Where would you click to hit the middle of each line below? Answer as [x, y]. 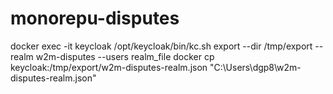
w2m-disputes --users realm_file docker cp [125, 56]
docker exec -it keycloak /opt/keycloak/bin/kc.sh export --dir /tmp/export [161, 46]
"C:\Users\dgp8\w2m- [255, 67]
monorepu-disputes [95, 18]
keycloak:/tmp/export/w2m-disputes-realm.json [109, 67]
